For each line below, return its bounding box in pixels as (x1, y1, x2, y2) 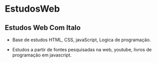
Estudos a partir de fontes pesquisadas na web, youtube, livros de (12, 47, 152, 52)
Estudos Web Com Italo (5, 23, 81, 32)
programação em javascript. (12, 52, 72, 58)
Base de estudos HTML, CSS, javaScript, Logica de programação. (12, 37, 151, 43)
